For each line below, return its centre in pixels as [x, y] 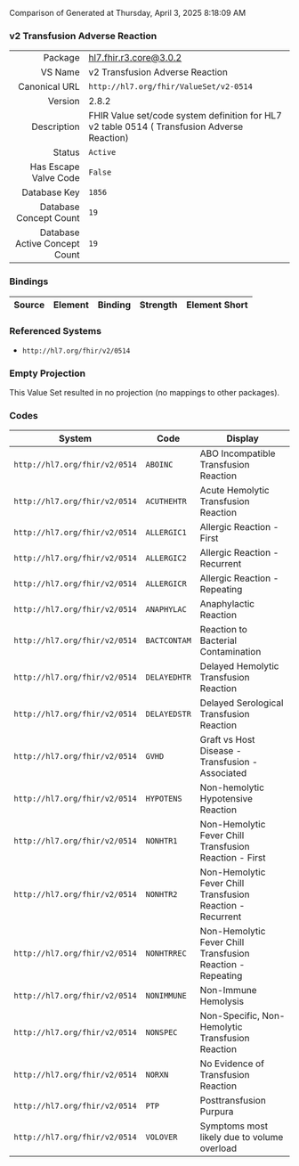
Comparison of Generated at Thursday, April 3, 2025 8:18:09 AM [128, 13]
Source [29, 305]
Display [243, 438]
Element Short [217, 305]
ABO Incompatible [238, 453]
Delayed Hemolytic [239, 666]
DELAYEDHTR [168, 677]
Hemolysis [222, 1001]
